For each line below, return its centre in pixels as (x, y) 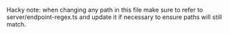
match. (16, 24)
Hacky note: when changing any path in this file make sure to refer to (105, 10)
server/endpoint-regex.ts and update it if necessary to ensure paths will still (114, 17)
